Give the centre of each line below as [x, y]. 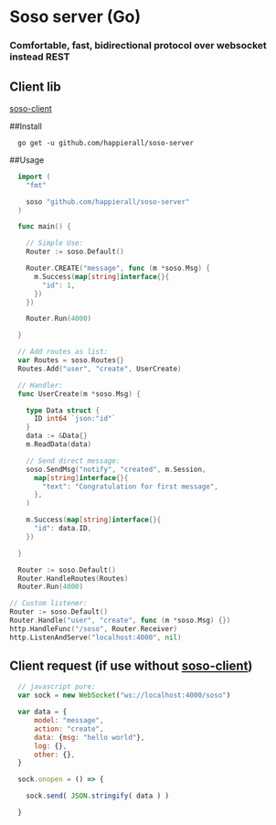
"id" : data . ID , [63, 529]
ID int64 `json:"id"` [75, 419]
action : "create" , [69, 729]
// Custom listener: [49, 604]
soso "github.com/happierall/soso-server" [108, 202]
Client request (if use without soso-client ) [131, 666]
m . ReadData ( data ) [59, 445]
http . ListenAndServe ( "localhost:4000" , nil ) [96, 637]
